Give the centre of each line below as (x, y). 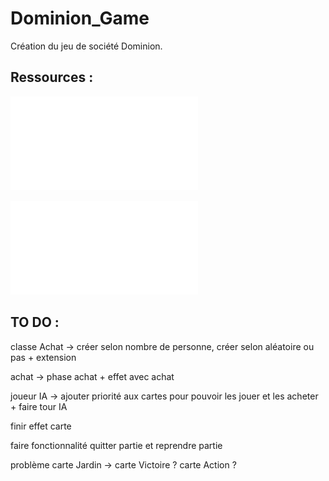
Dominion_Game (80, 18)
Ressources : (52, 77)
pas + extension (43, 357)
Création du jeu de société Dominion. (86, 46)
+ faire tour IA (39, 406)
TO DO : (35, 322)
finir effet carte (41, 426)
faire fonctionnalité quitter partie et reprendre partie (116, 445)
